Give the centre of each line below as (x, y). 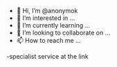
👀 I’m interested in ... (46, 18)
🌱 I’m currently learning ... (53, 25)
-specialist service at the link (47, 56)
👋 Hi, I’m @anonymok (47, 11)
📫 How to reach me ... (48, 40)
